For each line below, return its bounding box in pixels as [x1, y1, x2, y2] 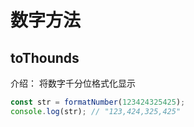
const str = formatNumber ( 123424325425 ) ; [10, 97, 186, 107]
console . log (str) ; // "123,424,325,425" [10, 106, 182, 116]
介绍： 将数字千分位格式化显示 [10, 77, 136, 89]
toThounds [10, 49, 80, 66]
